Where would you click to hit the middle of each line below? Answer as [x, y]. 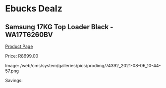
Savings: [14, 80]
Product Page [19, 46]
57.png [12, 71]
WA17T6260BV [29, 34]
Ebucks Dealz [34, 9]
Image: [12, 66]
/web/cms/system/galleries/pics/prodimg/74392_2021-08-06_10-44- [90, 66]
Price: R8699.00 [22, 56]
